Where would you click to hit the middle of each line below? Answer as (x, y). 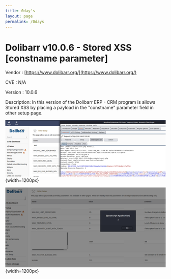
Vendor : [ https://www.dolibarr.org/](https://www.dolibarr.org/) (71, 73)
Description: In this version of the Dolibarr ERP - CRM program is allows (80, 102)
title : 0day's (20, 11)
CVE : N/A (16, 82)
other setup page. (24, 113)
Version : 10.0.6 (21, 92)
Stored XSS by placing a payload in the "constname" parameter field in (79, 108)
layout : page (19, 16)
